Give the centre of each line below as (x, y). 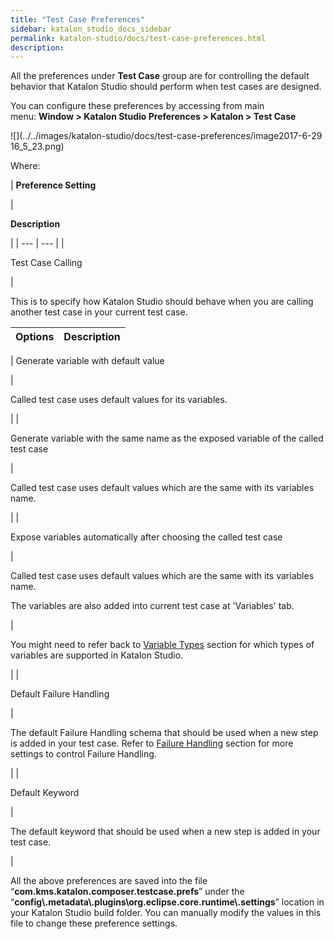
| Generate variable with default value (87, 361)
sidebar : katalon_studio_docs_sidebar (91, 29)
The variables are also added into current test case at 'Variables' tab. (152, 606)
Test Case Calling (46, 263)
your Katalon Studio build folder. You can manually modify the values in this (166, 913)
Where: (25, 166)
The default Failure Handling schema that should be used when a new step (164, 733)
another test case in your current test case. (99, 312)
